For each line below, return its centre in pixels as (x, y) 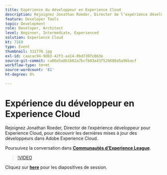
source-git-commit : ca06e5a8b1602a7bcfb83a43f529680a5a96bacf (71, 61)
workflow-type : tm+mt (28, 65)
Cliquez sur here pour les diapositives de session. (56, 167)
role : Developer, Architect (34, 28)
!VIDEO (25, 158)
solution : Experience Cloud (34, 38)
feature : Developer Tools (32, 19)
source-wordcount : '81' (30, 70)
